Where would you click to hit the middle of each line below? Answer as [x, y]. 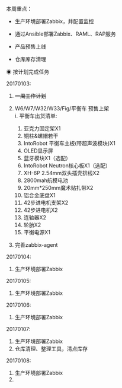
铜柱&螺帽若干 [41, 136]
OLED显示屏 [38, 151]
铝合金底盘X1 [39, 195]
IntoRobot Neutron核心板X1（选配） [67, 166]
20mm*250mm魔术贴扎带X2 [58, 188]
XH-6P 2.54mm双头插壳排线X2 [61, 173]
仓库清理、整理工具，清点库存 [51, 349]
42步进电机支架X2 [46, 203]
